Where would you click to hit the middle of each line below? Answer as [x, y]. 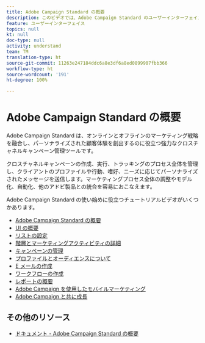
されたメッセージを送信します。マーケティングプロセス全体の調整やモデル [99, 179]
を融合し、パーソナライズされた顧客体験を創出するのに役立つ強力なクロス [100, 143]
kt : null [17, 35]
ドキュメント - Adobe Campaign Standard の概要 [77, 333]
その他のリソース [38, 318]
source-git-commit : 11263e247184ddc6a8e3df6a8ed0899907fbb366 [87, 63]
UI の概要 [27, 228]
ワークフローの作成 [39, 274]
